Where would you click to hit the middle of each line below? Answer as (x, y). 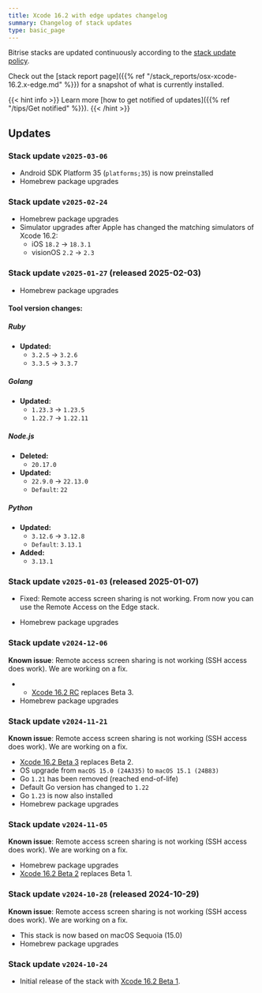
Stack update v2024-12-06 (58, 643)
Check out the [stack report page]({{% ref (77, 77)
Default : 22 (50, 490)
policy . (19, 61)
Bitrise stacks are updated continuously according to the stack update (122, 53)
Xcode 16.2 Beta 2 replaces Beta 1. (76, 874)
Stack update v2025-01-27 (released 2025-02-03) (105, 273)
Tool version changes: (45, 308)
